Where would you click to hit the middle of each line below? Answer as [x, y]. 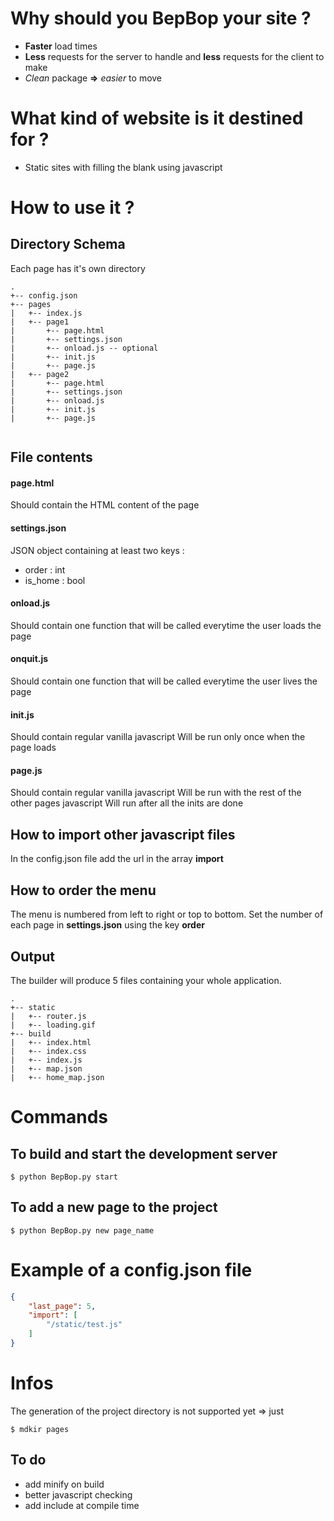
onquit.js [29, 659]
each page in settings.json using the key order [107, 925]
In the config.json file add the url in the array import [117, 859]
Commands [59, 1117]
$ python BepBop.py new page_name [82, 1230]
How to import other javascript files [123, 834]
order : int [45, 569]
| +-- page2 [40, 374]
